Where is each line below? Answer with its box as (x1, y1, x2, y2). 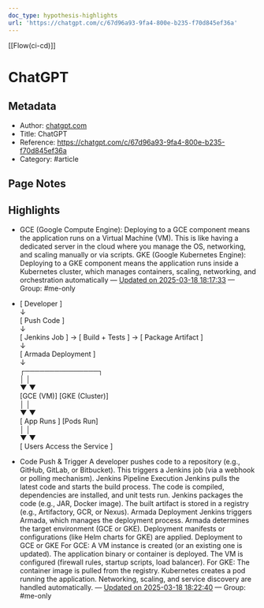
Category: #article (19, 154, 79, 163)
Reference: (19, 137, 56, 147)
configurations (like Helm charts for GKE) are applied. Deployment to (19, 532, 243, 542)
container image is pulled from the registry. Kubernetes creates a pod (19, 565, 246, 575)
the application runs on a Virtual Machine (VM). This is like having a (19, 233, 239, 242)
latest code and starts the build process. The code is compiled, (19, 482, 225, 491)
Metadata (8, 99, 57, 113)
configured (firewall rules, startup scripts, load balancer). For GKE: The (19, 557, 250, 567)
